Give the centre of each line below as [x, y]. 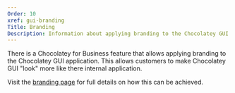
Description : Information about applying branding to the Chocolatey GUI [118, 33]
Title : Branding [31, 27]
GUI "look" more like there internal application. [75, 68]
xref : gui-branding [36, 20]
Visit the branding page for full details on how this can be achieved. [105, 82]
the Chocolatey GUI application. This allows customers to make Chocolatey [116, 61]
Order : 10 [22, 14]
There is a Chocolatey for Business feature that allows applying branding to [117, 54]
